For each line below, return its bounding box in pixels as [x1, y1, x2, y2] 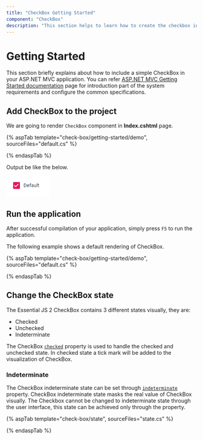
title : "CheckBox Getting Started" [6, 10, 96, 16]
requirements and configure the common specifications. [6, 88, 146, 96]
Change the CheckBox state [6, 290, 114, 300]
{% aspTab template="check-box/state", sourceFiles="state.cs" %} [6, 415, 174, 422]
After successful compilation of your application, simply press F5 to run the [6, 224, 193, 232]
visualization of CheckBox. [6, 355, 72, 363]
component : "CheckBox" [6, 16, 63, 22]
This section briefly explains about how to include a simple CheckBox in [6, 70, 185, 77]
